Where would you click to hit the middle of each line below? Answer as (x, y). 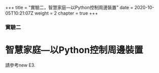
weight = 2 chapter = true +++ (66, 13)
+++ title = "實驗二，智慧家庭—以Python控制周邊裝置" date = (69, 7)
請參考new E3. (20, 65)
